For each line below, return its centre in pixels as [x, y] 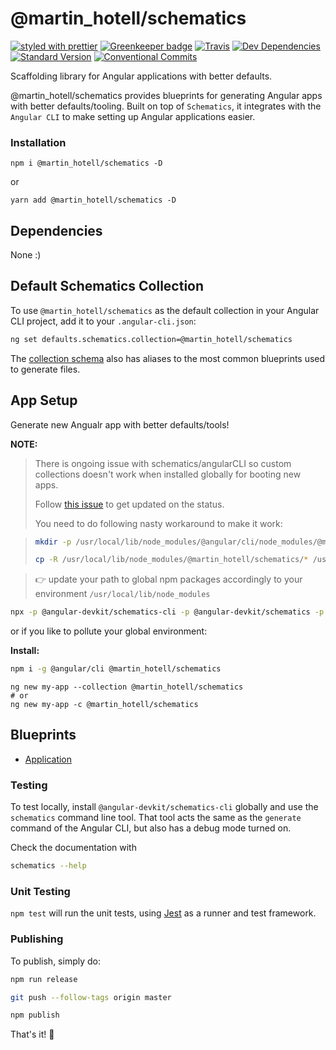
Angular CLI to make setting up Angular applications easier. [133, 116]
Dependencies [56, 230]
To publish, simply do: [55, 961]
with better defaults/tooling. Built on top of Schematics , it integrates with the [166, 106]
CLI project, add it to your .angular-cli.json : [103, 321]
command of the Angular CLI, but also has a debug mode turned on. [151, 828]
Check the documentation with [73, 848]
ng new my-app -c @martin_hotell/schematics [104, 705]
